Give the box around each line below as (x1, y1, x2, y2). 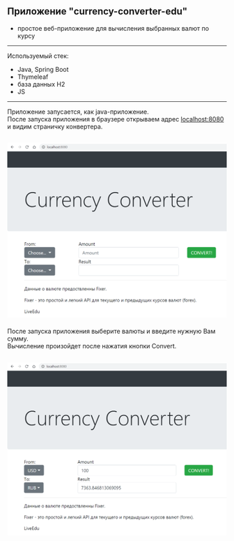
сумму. (7, 334, 29, 343)
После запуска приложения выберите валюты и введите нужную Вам (7, 327, 216, 335)
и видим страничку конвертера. (7, 122, 103, 131)
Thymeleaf (17, 73, 49, 81)
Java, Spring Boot (17, 65, 69, 73)
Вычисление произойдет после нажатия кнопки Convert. (7, 341, 177, 350)
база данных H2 (17, 80, 65, 88)
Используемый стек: (7, 52, 69, 60)
